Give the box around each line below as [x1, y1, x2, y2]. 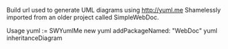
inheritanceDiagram [6, 34, 63, 42]
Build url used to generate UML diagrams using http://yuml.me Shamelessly [6, 6, 221, 14]
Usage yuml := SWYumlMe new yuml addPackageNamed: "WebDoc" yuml [6, 27, 218, 35]
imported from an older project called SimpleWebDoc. [6, 13, 159, 21]
